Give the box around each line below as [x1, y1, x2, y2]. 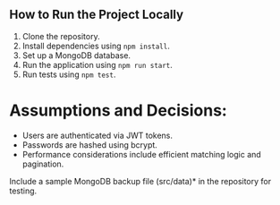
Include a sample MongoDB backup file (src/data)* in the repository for [9, 175, 271, 186]
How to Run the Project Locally [9, 7, 184, 22]
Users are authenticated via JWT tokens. [21, 130, 173, 141]
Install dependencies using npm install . [21, 40, 170, 51]
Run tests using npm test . [21, 69, 116, 80]
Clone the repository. [21, 30, 100, 41]
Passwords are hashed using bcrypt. [21, 139, 158, 150]
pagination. [21, 158, 64, 169]
